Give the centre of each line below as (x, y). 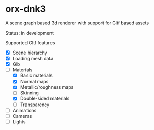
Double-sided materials (45, 99)
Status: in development (30, 33)
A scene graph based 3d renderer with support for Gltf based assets (77, 23)
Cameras (22, 116)
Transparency (35, 105)
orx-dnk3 (26, 9)
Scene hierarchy (30, 53)
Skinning (30, 93)
